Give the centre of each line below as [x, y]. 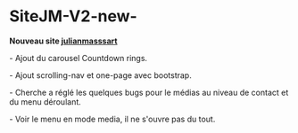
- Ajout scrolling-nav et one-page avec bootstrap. [100, 75]
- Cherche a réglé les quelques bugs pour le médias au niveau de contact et [149, 92]
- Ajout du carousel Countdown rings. [79, 58]
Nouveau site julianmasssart [63, 41]
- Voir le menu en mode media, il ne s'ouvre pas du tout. [112, 119]
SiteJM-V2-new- [74, 16]
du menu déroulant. [46, 102]
